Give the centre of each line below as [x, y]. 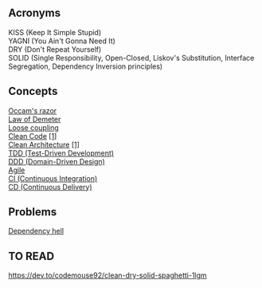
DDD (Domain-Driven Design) [57, 161]
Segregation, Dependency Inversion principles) [86, 66]
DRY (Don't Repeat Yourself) [55, 49]
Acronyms [35, 13]
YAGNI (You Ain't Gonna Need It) [62, 41]
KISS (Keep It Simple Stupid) [55, 32]
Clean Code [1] [33, 136]
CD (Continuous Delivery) [51, 187]
